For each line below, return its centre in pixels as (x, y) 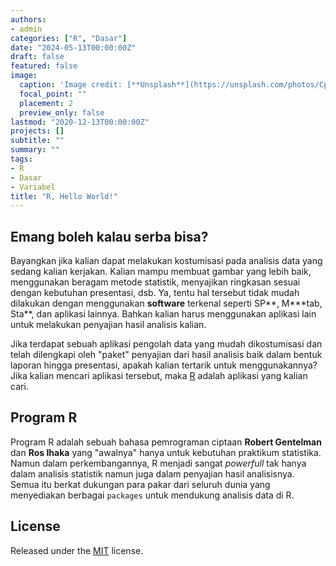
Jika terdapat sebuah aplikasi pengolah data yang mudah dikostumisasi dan (166, 344)
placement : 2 (46, 103)
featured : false (44, 66)
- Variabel (33, 187)
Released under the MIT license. (77, 550)
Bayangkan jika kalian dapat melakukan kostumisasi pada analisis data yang (166, 261)
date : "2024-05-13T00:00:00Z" (73, 47)
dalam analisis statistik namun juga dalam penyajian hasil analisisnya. (152, 473)
